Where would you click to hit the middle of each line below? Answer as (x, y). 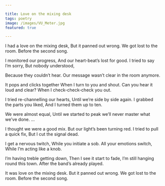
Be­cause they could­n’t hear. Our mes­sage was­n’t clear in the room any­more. (83, 75)
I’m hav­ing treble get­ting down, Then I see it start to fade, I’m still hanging (80, 159)
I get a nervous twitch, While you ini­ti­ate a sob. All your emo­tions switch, (79, 144)
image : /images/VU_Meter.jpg (35, 23)
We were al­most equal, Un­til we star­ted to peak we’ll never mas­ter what (78, 114)
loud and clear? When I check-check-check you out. (58, 90)
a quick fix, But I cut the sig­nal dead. (42, 134)
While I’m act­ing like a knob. (33, 149)
